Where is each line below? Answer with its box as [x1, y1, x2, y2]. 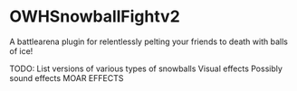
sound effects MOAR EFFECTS [9, 72, 124, 83]
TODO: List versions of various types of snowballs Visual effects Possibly [9, 63, 283, 74]
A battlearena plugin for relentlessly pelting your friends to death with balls [9, 36, 288, 47]
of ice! [9, 45, 34, 56]
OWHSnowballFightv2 [9, 6, 181, 27]
